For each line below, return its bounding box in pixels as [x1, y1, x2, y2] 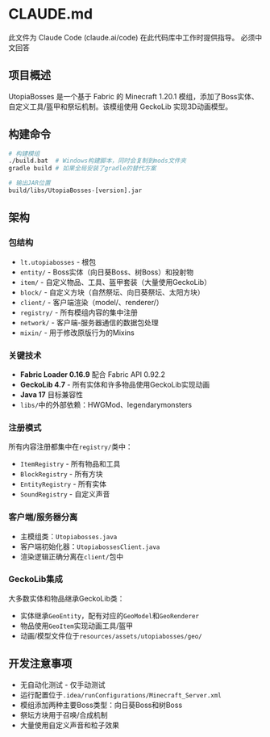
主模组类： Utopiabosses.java [19, 531, 118, 541]
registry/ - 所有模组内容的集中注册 [19, 308, 139, 317]
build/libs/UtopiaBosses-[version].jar [8, 186, 143, 195]
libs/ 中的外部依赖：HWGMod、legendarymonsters [19, 400, 192, 409]
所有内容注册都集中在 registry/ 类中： [8, 442, 133, 452]
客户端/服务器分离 [8, 512, 78, 523]
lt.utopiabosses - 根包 [19, 257, 97, 266]
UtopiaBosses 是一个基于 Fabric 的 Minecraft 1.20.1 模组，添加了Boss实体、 [8, 91, 260, 101]
